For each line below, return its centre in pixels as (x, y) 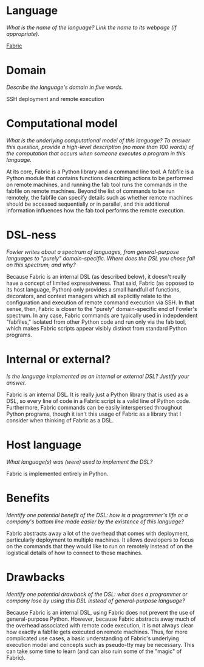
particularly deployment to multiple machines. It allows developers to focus (100, 540)
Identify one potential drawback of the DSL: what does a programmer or (97, 594)
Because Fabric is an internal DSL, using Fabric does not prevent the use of (101, 612)
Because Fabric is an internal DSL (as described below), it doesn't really (96, 276)
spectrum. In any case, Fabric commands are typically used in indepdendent (102, 315)
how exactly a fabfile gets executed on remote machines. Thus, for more (97, 632)
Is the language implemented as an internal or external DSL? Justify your (98, 376)
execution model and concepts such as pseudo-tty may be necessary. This (100, 644)
